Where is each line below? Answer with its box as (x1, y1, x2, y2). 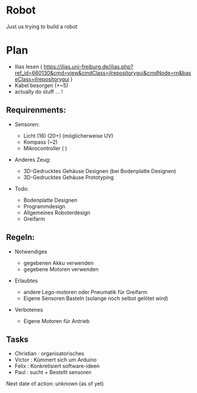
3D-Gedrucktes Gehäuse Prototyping (23, 174, 114, 181)
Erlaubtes (14, 277, 38, 284)
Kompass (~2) (23, 138, 58, 145)
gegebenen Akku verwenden (23, 259, 94, 267)
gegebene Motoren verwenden (23, 265, 99, 272)
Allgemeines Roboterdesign (23, 209, 91, 216)
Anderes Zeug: (14, 156, 51, 163)
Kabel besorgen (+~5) (14, 82, 69, 89)
